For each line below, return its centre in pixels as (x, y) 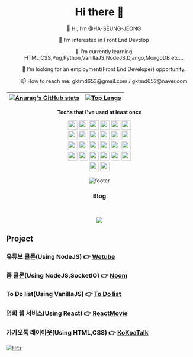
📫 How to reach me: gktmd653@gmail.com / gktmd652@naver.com (104, 81)
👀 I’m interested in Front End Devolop (104, 40)
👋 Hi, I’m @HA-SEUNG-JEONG (104, 28)
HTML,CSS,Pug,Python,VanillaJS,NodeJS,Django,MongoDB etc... (104, 57)
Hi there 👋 (99, 12)
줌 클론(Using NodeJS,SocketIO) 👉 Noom (67, 276)
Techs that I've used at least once (99, 112)
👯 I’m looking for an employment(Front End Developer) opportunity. (104, 69)
